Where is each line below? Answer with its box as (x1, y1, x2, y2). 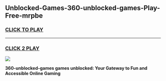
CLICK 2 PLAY (5, 45, 40, 52)
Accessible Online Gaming (5, 70, 61, 76)
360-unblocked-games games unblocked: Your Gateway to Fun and (5, 65, 148, 71)
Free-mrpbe (5, 12, 43, 20)
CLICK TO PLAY (5, 27, 43, 33)
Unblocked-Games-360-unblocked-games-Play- (5, 4, 161, 12)
